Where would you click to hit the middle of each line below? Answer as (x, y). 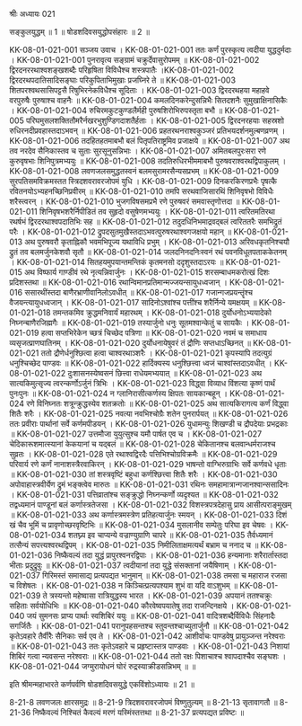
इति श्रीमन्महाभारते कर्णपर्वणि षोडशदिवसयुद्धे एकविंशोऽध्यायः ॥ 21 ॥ (102, 684)
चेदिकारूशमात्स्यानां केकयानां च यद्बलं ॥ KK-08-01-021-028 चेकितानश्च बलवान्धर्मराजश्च (142, 444)
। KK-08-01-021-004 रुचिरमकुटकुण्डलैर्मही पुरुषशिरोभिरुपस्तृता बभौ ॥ (116, 111)
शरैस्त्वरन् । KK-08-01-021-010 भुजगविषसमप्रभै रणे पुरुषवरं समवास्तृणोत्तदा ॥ (125, 201)
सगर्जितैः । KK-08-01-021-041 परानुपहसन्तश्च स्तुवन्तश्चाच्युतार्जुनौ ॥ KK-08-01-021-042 (149, 626)
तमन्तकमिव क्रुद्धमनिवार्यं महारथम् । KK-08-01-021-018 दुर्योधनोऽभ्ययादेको (162, 313)
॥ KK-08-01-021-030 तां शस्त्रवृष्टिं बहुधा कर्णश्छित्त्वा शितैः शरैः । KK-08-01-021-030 (143, 474)
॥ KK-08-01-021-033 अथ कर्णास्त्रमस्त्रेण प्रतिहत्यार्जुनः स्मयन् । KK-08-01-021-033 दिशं (148, 515)
